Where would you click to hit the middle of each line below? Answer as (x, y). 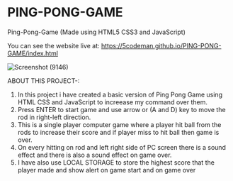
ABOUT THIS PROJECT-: (44, 81)
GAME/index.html (33, 53)
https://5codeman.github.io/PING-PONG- (161, 45)
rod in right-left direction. (54, 117)
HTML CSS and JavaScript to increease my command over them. (112, 102)
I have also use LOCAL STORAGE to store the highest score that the (116, 162)
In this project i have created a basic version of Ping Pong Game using (120, 94)
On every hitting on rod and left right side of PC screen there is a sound (122, 147)
